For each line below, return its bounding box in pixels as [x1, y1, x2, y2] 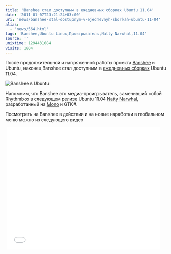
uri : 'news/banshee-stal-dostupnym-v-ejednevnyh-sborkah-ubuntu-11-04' [5, 17, 161, 22]
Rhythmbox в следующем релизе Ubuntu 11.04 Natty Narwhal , [5, 96, 139, 102]
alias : [5, 21, 19, 27]
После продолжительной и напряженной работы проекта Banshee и [5, 59, 155, 65]
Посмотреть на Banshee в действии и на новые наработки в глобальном [5, 111, 164, 117]
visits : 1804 [5, 45, 33, 51]
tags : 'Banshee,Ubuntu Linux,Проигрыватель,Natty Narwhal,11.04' [5, 31, 147, 36]
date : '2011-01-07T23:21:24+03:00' [5, 12, 81, 17]
